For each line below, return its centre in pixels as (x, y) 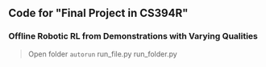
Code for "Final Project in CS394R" (98, 13)
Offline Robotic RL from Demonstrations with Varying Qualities (133, 36)
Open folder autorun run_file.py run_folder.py (102, 54)
